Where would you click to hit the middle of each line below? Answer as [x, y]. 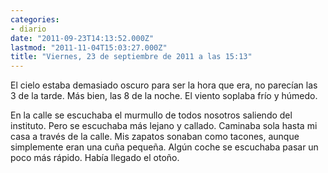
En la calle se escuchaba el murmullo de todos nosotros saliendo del [151, 115]
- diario [28, 29]
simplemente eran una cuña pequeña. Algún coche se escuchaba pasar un [164, 147]
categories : [35, 19]
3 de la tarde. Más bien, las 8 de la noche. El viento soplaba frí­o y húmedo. [164, 96]
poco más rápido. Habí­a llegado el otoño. [95, 158]
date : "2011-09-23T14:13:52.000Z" [82, 38]
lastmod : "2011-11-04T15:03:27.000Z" [89, 47]
